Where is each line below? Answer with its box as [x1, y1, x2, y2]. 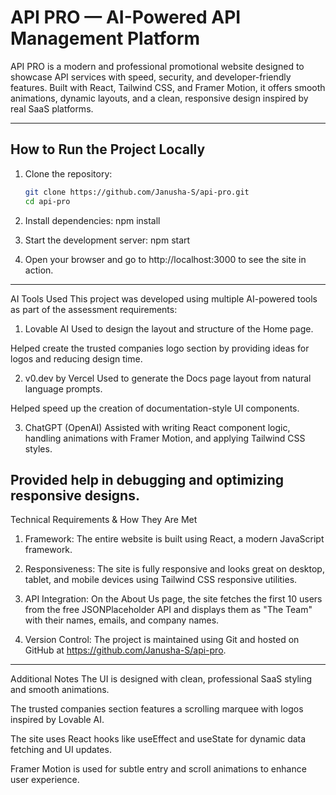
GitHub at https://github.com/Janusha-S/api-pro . [24, 644, 227, 656]
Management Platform [10, 27, 201, 50]
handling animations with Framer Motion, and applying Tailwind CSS [24, 432, 306, 444]
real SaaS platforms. [10, 102, 94, 115]
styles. [24, 442, 53, 455]
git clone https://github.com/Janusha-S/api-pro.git [24, 187, 250, 197]
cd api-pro [24, 196, 71, 206]
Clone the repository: [24, 167, 113, 180]
